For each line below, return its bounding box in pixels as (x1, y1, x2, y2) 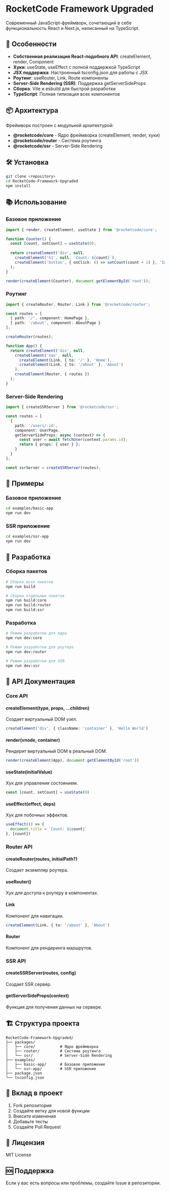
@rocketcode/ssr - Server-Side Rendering (13, 143, 103, 149)
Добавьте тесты (13, 1118, 48, 1124)
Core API (6, 692, 28, 699)
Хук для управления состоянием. (6, 780, 78, 786)
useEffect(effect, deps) (6, 801, 56, 807)
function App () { (6, 343, 42, 348)
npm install (6, 183, 31, 189)
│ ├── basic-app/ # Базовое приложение (6, 1061, 105, 1067)
